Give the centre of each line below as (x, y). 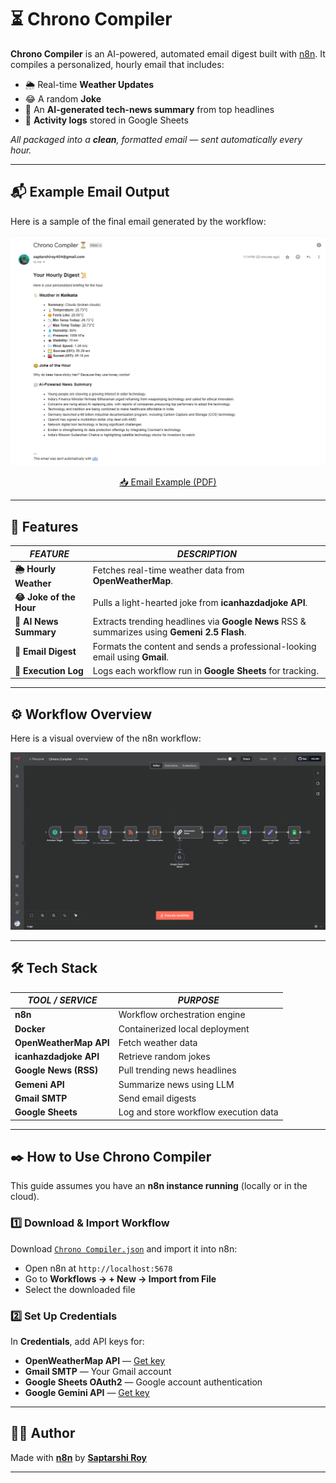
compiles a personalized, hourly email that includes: (117, 64)
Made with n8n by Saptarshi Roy (79, 1457)
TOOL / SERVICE (62, 1000)
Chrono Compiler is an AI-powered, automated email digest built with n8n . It (168, 53)
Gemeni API (39, 1084)
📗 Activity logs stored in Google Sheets (106, 120)
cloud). (25, 1197)
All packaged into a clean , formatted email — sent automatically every (156, 139)
